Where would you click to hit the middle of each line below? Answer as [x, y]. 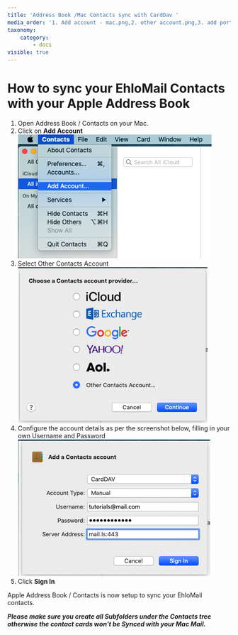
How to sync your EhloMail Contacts [116, 88]
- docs [42, 45]
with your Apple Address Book [98, 104]
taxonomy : [22, 30]
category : [35, 38]
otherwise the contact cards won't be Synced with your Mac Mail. [107, 624]
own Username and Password [61, 435]
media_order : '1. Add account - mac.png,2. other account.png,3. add [112, 22]
